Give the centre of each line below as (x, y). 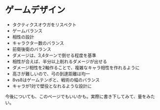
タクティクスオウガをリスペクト (44, 25)
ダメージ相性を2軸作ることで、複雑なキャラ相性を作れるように (76, 67)
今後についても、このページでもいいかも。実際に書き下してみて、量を (76, 96)
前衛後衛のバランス (32, 49)
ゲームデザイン (35, 10)
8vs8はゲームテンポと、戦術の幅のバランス (56, 80)
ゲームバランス (27, 30)
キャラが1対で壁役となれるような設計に (52, 86)
